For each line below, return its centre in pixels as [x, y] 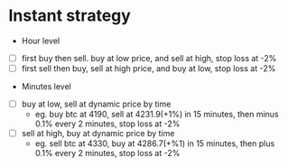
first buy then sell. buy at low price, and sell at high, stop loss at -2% [149, 58]
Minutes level [46, 87]
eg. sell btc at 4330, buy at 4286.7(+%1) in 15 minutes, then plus [155, 144]
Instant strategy [70, 16]
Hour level [41, 41]
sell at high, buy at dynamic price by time [98, 134]
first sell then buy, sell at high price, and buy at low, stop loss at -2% [149, 68]
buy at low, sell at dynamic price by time [96, 104]
